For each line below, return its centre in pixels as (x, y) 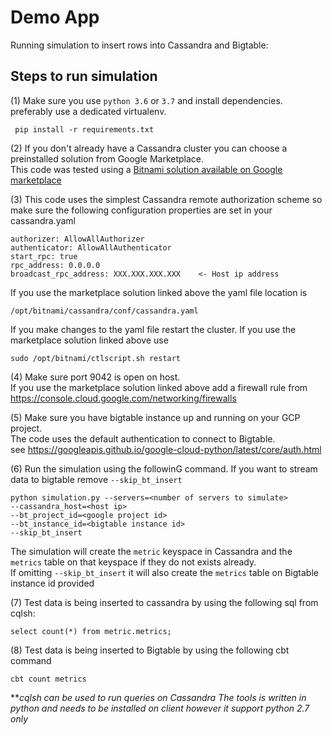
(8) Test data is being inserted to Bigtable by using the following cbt (150, 650)
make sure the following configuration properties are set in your (141, 210)
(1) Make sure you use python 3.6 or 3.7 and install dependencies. (146, 100)
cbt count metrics (48, 679)
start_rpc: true (44, 256)
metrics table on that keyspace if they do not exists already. (133, 562)
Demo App (55, 17)
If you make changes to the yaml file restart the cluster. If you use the (153, 329)
